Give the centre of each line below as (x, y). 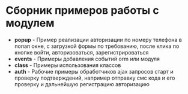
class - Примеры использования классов (68, 65)
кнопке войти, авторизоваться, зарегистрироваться (81, 52)
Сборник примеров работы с (83, 10)
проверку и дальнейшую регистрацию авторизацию (82, 84)
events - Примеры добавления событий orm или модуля (87, 59)
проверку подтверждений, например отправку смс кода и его (95, 78)
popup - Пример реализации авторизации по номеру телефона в (98, 40)
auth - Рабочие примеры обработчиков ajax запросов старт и (94, 71)
